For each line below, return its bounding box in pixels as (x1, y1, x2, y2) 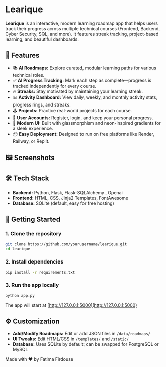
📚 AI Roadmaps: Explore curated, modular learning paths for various (12, 65, 157, 71)
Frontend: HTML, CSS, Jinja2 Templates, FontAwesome (12, 195, 128, 201)
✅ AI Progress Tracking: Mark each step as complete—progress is (12, 77, 152, 83)
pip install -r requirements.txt (5, 270, 75, 275)
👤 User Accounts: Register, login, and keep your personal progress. (12, 115, 153, 121)
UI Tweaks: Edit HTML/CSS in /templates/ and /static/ (12, 336, 129, 342)
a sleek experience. (12, 125, 53, 131)
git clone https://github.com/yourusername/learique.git (5, 241, 127, 247)
